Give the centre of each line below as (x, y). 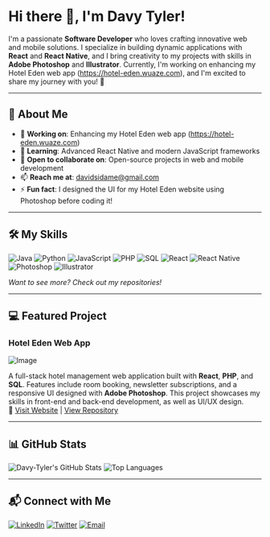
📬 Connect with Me (59, 501)
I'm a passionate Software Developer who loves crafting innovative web (128, 39)
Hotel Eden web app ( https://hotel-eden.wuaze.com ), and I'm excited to (127, 72)
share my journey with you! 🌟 (57, 81)
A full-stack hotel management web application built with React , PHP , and (131, 376)
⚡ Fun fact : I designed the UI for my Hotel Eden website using (122, 189)
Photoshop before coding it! (66, 200)
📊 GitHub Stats (47, 444)
